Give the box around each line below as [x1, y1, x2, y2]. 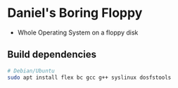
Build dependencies [7, 49, 97, 61]
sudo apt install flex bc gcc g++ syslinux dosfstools [7, 74, 172, 81]
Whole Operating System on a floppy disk [17, 28, 139, 37]
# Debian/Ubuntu [7, 67, 55, 75]
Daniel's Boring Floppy [7, 5, 143, 21]
